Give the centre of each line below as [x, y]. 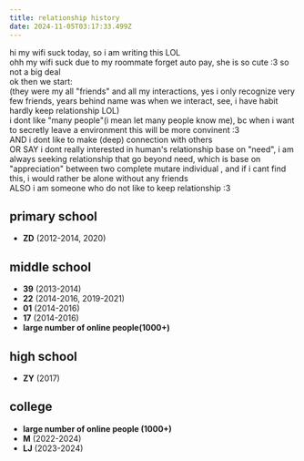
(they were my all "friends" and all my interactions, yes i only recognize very [152, 91]
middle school [51, 266]
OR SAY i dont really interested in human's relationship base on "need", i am [152, 149]
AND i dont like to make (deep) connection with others [111, 139]
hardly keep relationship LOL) [65, 110]
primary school [54, 216]
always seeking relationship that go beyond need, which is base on [135, 159]
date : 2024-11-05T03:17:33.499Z [71, 26]
